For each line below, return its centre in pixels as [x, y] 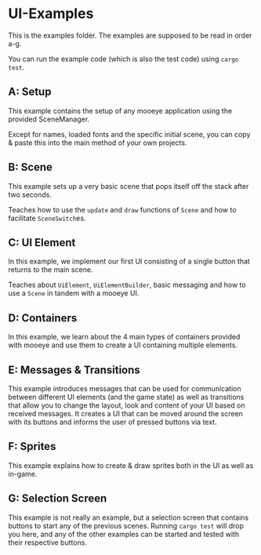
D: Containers [43, 318]
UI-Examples [51, 14]
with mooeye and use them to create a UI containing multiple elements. [123, 345]
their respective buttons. [48, 542]
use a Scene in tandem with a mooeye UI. [74, 293]
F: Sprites [32, 446]
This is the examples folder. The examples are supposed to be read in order [130, 35]
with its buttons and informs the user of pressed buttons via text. [112, 422]
